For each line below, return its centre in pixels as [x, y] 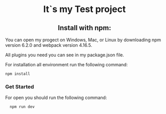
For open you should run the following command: [56, 98]
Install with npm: [85, 28]
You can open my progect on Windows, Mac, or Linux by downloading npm [83, 40]
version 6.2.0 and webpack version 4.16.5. [49, 45]
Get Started [20, 86]
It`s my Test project [85, 9]
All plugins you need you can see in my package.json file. [65, 55]
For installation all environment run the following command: [67, 65]
